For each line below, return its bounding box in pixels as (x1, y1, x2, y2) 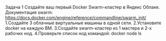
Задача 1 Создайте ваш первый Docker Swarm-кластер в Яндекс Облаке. (5, 4, 160, 10)
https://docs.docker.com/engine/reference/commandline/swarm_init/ (5, 15, 147, 20)
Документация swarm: (5, 9, 53, 15)
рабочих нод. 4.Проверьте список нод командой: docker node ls (5, 31, 142, 36)
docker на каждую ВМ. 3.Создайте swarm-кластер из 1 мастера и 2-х (5, 25, 152, 31)
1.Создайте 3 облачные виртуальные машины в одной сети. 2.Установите (5, 20, 162, 26)
